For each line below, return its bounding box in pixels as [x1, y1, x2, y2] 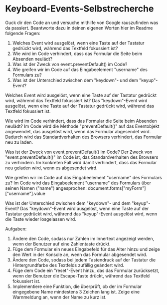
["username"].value [5, 190, 46, 196]
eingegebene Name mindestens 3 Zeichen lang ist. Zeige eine [12, 288, 140, 294]
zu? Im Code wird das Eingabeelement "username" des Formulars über [5, 180, 151, 186]
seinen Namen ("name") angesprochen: [5, 185, 87, 191]
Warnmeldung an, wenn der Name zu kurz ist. [12, 294, 107, 300]
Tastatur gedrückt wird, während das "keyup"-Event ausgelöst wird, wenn [5, 211, 158, 217]
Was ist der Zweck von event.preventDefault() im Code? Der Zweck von [5, 149, 153, 155]
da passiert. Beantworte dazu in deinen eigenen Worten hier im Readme [5, 25, 153, 31]
